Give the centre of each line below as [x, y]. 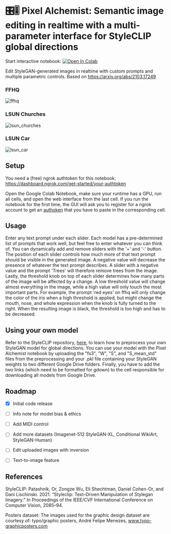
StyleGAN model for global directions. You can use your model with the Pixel [86, 348]
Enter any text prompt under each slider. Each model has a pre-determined [84, 238]
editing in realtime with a [59, 25]
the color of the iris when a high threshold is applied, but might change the [84, 298]
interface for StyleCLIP [102, 36]
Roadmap [21, 391]
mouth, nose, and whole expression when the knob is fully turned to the [81, 303]
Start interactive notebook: [33, 61]
